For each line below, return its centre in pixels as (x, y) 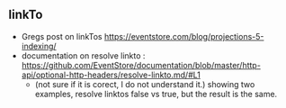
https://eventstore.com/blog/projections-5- (184, 36)
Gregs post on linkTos (62, 36)
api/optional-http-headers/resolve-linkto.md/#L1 (111, 75)
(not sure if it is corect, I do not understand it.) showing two (145, 84)
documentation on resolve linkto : (83, 55)
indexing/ (39, 46)
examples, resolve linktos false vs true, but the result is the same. (156, 94)
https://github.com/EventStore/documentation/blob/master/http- (141, 65)
